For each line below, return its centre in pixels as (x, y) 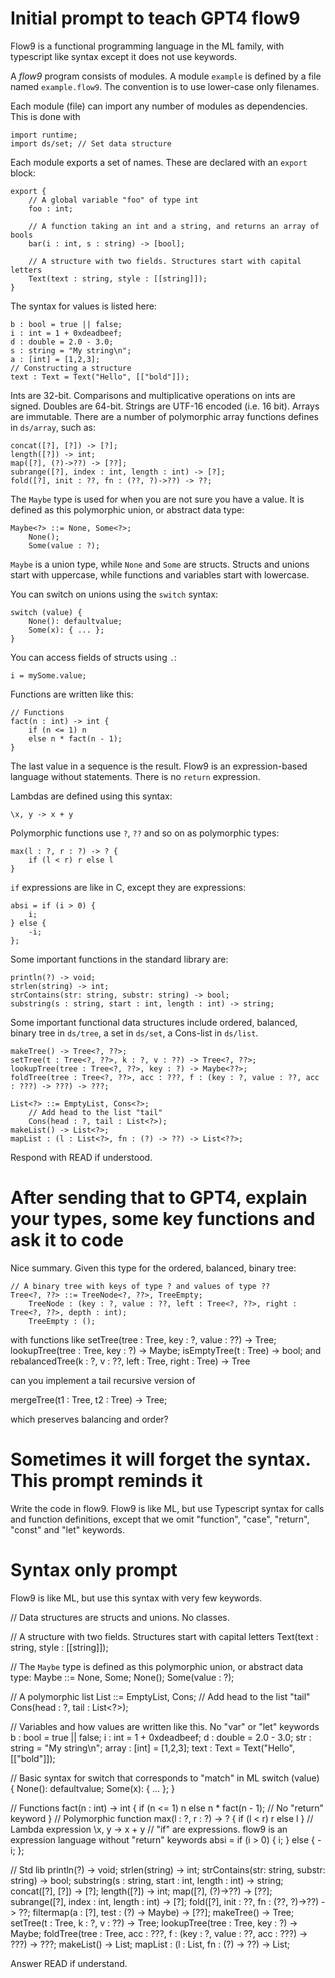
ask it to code (67, 1240)
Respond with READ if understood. (81, 1157)
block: (23, 173)
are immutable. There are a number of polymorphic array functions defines (165, 416)
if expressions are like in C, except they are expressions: (128, 887)
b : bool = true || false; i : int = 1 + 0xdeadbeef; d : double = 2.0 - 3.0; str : (161, 1737)
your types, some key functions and (163, 1219)
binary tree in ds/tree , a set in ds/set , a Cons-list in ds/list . (134, 1033)
